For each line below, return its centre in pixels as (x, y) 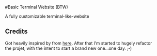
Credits (16, 32)
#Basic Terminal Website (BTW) (37, 7)
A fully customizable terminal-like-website (47, 16)
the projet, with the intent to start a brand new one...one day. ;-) (69, 48)
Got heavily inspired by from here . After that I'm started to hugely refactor (78, 43)
